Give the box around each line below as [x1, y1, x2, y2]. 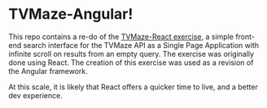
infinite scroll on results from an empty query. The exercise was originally [8, 49, 255, 58]
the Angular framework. [8, 66, 88, 76]
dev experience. [8, 90, 63, 100]
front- [235, 32, 255, 41]
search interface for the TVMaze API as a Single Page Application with [23, 40, 259, 50]
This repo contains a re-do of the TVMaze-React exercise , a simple [8, 32, 234, 41]
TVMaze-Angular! [8, 5, 133, 24]
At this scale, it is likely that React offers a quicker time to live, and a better [8, 82, 258, 92]
